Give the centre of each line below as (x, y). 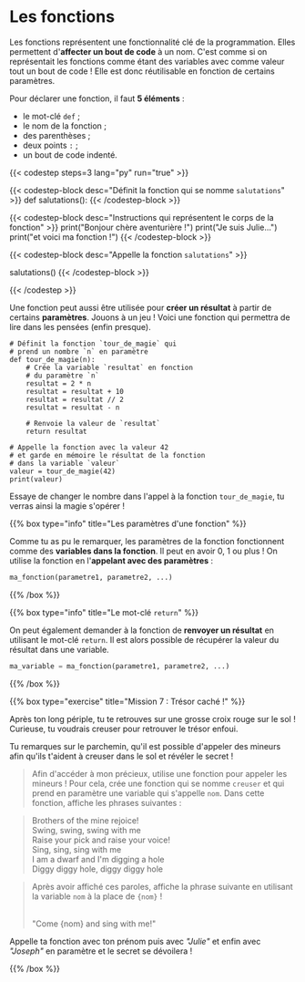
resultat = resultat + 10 (75, 391)
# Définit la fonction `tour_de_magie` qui (93, 344)
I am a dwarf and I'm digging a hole (98, 859)
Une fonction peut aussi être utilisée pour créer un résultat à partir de (141, 307)
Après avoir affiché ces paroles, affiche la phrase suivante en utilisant (162, 886)
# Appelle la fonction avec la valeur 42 (89, 447)
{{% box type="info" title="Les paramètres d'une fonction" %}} (128, 523)
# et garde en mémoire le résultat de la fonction (107, 455)
